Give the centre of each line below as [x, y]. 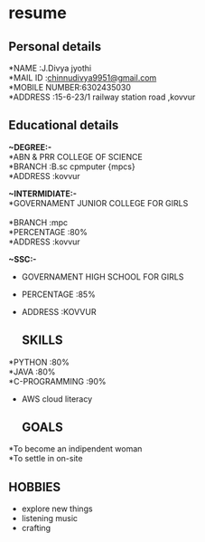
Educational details [64, 125]
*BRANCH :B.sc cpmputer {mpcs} [72, 166]
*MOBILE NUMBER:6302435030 [70, 87]
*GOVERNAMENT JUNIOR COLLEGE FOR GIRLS [98, 203]
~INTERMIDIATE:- [43, 194]
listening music [50, 518]
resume [37, 13]
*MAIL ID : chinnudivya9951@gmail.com [83, 78]
